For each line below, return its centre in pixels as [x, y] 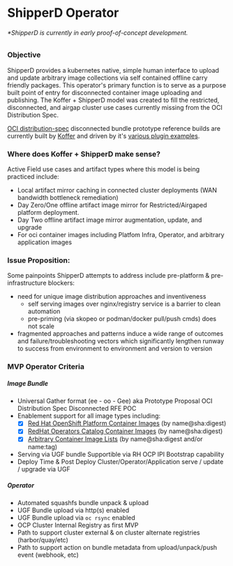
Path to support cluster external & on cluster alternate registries [108, 532]
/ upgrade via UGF [44, 469]
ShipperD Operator [63, 13]
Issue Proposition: [39, 260]
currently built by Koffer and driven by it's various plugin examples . [104, 136]
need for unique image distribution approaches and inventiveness [112, 297]
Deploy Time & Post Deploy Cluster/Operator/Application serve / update [120, 462]
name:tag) [43, 447]
